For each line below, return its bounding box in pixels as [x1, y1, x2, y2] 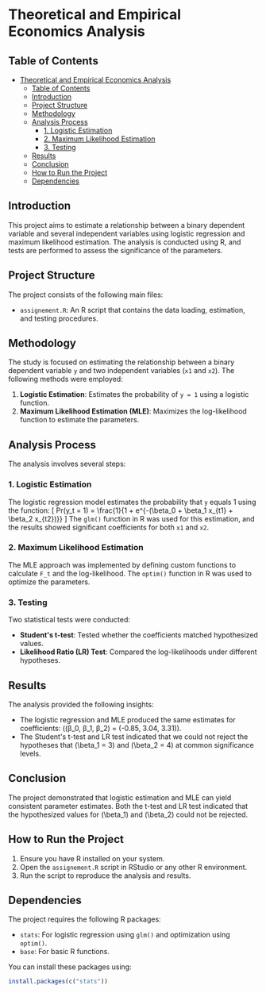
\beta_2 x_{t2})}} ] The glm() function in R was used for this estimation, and [8, 514, 256, 523]
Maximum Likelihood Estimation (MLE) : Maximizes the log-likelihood [19, 406, 248, 416]
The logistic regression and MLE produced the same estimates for [19, 714, 236, 724]
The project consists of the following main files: [8, 290, 164, 299]
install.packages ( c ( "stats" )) [8, 978, 109, 986]
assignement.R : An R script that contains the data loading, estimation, [19, 305, 246, 314]
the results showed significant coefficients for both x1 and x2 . [8, 522, 210, 532]
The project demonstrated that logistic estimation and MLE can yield [8, 792, 232, 802]
